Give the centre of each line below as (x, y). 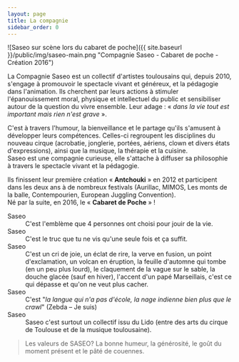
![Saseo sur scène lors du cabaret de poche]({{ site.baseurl (95, 48)
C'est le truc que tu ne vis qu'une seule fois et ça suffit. (106, 239)
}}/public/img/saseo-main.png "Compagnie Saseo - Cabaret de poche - (113, 55)
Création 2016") (31, 63)
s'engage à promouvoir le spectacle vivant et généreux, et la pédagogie (113, 84)
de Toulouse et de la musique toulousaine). (88, 330)
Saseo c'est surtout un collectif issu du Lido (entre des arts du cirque (127, 322)
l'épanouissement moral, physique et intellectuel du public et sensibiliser (114, 99)
